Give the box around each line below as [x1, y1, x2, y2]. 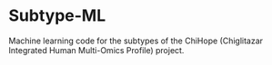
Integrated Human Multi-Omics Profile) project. [8, 44, 185, 55]
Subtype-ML [8, 5, 106, 26]
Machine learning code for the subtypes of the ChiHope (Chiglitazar [8, 35, 264, 46]
